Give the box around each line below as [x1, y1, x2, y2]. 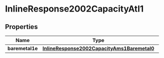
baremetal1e [7, 45, 38, 52]
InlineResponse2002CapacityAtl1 [5, 3, 144, 14]
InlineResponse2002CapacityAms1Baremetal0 [42, 45, 155, 52]
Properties [5, 23, 38, 31]
